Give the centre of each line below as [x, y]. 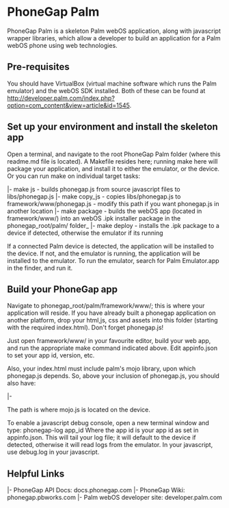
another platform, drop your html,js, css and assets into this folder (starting [112, 320]
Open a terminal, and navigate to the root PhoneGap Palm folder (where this [114, 154]
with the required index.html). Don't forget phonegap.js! [85, 328]
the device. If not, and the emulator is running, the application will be [104, 253]
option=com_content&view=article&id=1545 [68, 105]
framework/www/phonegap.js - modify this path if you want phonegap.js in [113, 203]
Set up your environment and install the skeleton [113, 127]
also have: [22, 383]
